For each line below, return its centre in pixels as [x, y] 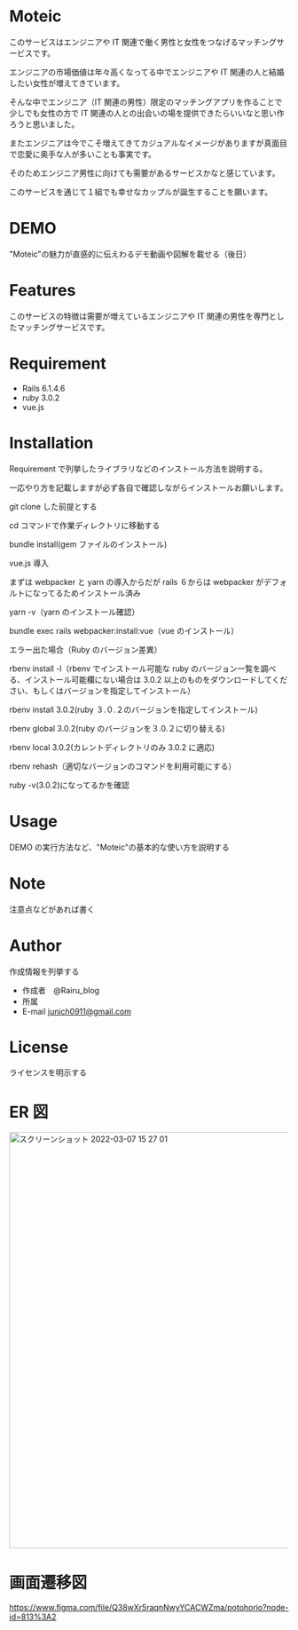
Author [35, 945]
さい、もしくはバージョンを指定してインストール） [102, 691]
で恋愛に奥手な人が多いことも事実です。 [83, 154]
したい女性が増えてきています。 [67, 83]
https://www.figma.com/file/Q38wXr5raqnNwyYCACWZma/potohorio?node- [149, 1608]
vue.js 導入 [29, 563]
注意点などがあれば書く [52, 909]
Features [43, 291]
